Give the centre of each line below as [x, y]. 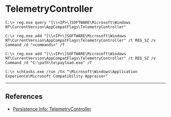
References [24, 97]
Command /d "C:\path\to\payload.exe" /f [49, 63]
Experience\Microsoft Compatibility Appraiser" [57, 76]
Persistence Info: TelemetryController [52, 109]
